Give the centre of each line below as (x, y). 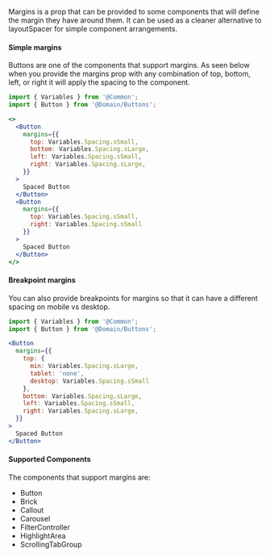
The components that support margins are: (79, 477)
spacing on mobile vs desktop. (59, 307)
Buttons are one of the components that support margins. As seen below (129, 65)
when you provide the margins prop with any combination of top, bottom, (130, 74)
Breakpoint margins (42, 280)
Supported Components (50, 459)
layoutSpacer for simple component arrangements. (93, 29)
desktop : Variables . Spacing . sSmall (89, 381)
